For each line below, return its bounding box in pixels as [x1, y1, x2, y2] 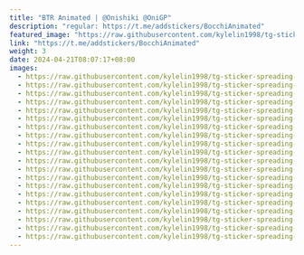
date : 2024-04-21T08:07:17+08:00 [9, 55, 136, 64]
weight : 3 [9, 47, 47, 56]
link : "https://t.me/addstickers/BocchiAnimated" [9, 38, 201, 48]
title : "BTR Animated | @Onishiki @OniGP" [9, 13, 172, 23]
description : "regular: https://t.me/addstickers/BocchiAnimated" [9, 22, 265, 31]
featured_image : [9, 30, 71, 39]
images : [9, 64, 39, 73]
